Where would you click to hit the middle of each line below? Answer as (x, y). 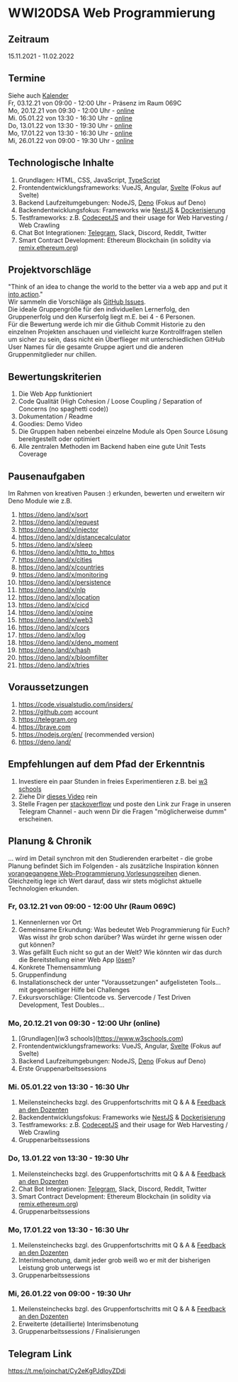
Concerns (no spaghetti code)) (63, 409)
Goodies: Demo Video (50, 424)
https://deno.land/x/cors (54, 627)
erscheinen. (36, 818)
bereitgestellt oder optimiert (59, 439)
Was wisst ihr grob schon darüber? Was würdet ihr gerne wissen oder (120, 937)
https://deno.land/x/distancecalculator (74, 537)
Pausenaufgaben (47, 476)
